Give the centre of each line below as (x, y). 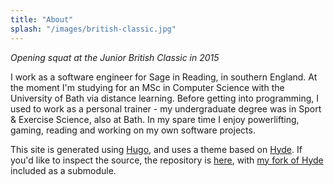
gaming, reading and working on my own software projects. (133, 130)
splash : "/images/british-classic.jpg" (93, 29)
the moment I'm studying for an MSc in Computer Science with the (147, 87)
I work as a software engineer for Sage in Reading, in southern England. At (164, 77)
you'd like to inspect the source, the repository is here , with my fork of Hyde (167, 160)
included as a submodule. (63, 170)
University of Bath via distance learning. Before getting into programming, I (165, 98)
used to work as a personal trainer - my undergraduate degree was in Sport (166, 108)
